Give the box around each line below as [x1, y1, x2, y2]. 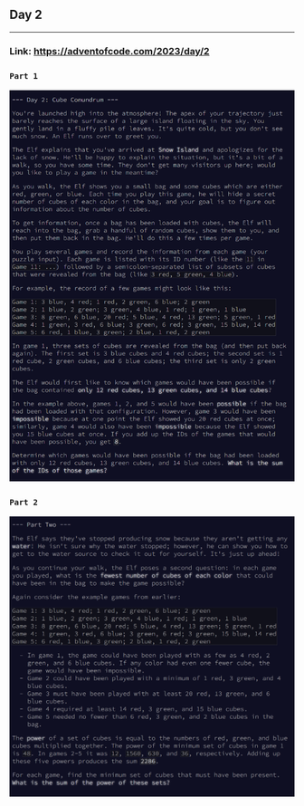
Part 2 [9, 497, 39, 507]
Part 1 [9, 71, 39, 81]
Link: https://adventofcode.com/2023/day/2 [9, 44, 210, 57]
